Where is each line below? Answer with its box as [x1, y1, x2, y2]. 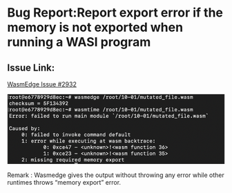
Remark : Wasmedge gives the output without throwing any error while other [7, 171, 224, 179]
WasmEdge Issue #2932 [7, 80, 77, 88]
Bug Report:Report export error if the [7, 5, 223, 21]
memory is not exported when [7, 19, 184, 35]
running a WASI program [7, 35, 151, 50]
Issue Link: [7, 62, 55, 73]
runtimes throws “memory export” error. [7, 178, 122, 186]
